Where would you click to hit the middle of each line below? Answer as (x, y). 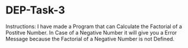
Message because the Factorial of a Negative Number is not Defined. (90, 39)
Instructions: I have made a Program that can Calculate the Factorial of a (94, 26)
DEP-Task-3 (35, 10)
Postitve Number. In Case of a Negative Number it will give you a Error (91, 32)
